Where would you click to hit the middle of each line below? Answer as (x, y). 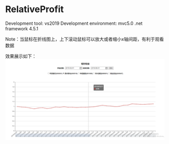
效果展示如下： (21, 56)
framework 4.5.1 (22, 28)
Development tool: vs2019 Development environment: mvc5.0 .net (74, 23)
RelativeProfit (35, 9)
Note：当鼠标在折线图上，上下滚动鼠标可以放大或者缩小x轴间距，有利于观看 (85, 39)
